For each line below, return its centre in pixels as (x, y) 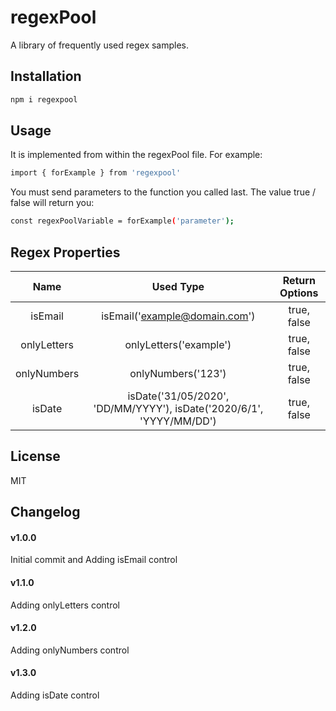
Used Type (178, 286)
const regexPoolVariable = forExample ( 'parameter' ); (122, 221)
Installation (46, 76)
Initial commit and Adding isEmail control (94, 560)
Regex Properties (65, 252)
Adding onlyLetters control (65, 605)
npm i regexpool (44, 99)
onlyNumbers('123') (178, 373)
